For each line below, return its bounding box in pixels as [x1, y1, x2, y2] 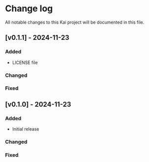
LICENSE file [12, 60, 38, 65]
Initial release [12, 126, 39, 132]
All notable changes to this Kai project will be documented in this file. [5, 19, 145, 25]
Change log [5, 3, 53, 14]
